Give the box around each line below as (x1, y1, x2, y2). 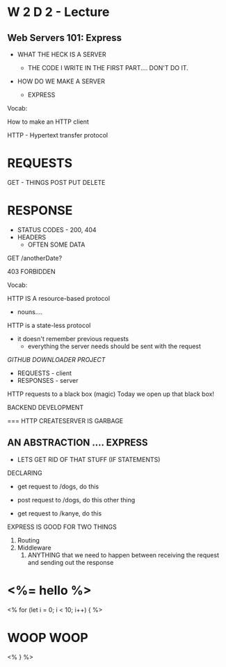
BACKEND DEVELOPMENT (7, 403, 84, 411)
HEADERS (17, 233, 47, 241)
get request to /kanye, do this (17, 509, 102, 518)
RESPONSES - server (17, 376, 79, 384)
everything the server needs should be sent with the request (27, 342, 202, 350)
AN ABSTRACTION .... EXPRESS (7, 437, 148, 449)
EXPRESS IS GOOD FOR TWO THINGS (7, 522, 117, 531)
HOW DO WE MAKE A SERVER (17, 77, 106, 85)
